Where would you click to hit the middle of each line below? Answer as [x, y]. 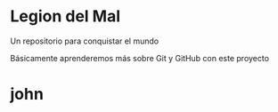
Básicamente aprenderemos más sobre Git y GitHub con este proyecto [140, 58]
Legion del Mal [65, 16]
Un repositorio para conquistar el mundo [85, 41]
